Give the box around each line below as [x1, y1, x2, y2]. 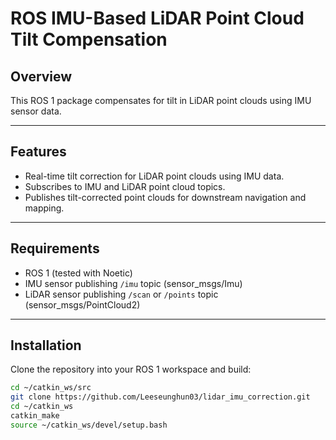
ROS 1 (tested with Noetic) [24, 267, 133, 279]
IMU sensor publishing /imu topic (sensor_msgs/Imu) [24, 277, 243, 289]
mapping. [24, 202, 65, 214]
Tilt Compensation [10, 28, 168, 51]
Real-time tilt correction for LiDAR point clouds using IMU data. [24, 170, 285, 182]
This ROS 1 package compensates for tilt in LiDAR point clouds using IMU [10, 95, 312, 106]
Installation [10, 337, 82, 354]
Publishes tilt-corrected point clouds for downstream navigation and [24, 191, 307, 203]
